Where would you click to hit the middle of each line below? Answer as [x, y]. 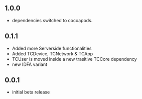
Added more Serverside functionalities [52, 48]
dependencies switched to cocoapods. [52, 20]
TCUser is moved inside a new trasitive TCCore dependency [74, 59]
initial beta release [31, 92]
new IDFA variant [29, 64]
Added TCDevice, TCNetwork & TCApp [52, 54]
